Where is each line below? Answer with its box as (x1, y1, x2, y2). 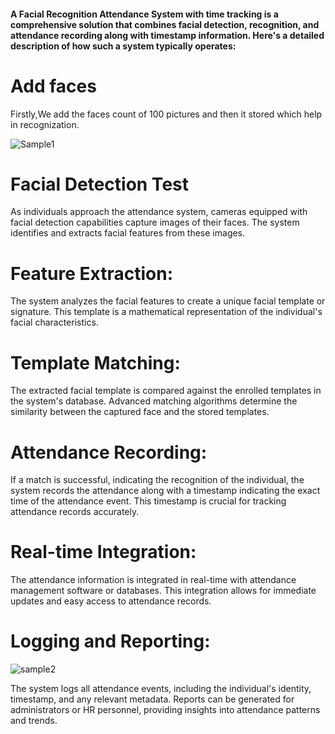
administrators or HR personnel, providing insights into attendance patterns (10, 704, 321, 716)
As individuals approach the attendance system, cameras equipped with (10, 206, 308, 218)
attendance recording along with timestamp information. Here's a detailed (10, 29, 325, 41)
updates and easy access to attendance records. (10, 595, 212, 607)
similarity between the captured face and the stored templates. (10, 406, 270, 418)
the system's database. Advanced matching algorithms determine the (10, 395, 298, 407)
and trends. (10, 715, 58, 727)
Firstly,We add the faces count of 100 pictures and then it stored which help (10, 108, 323, 120)
